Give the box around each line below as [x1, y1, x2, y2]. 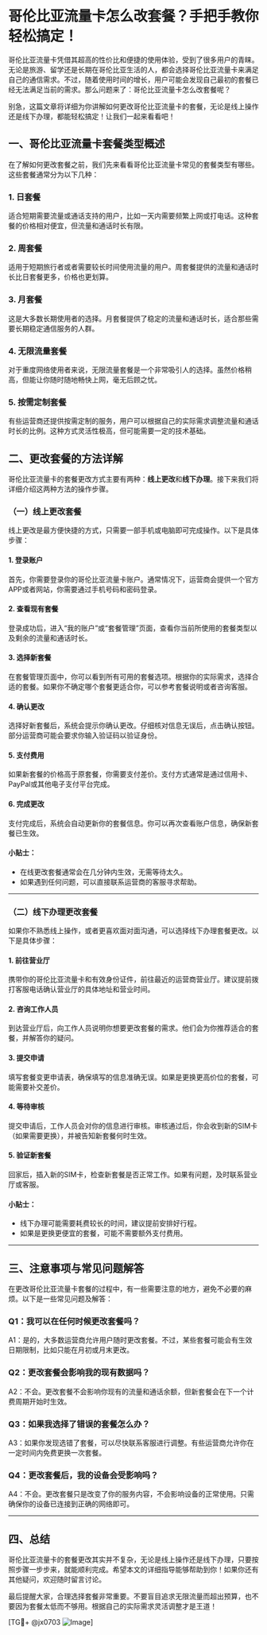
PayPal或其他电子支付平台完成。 [8, 780, 114, 789]
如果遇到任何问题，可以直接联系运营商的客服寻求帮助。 [19, 877, 201, 886]
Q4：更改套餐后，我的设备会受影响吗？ [8, 1470, 159, 1481]
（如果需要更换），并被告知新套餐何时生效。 [8, 1130, 151, 1141]
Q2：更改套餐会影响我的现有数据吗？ [8, 1367, 150, 1378]
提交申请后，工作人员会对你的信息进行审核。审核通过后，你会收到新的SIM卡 [8, 1121, 258, 1130]
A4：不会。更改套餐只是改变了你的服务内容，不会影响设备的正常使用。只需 [8, 1490, 254, 1499]
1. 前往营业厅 [8, 955, 50, 965]
